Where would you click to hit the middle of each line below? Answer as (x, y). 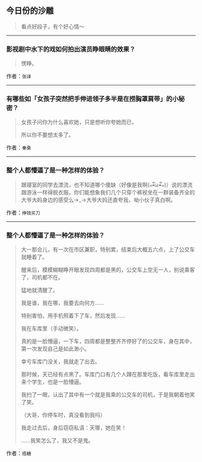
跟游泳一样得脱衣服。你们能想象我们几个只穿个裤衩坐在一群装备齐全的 (108, 192)
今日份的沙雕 (30, 11)
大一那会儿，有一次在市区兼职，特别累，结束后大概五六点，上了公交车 (108, 249)
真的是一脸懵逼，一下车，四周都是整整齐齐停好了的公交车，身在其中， (108, 341)
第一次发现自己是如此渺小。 (55, 349)
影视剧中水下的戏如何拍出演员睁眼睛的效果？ (71, 49)
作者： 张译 (19, 76)
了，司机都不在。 (42, 277)
